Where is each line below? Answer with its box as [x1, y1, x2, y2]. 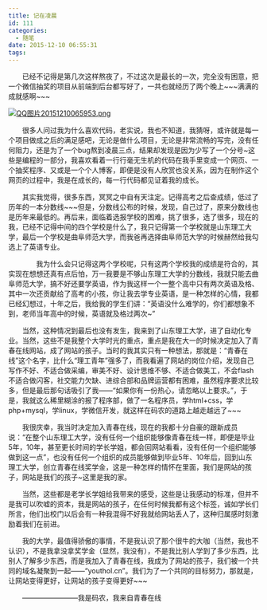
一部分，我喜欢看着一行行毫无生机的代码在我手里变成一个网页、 [42, 155, 252, 164]
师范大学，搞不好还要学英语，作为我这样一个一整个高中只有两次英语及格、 [14, 279, 259, 288]
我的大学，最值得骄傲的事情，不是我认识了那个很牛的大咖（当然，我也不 [22, 536, 259, 545]
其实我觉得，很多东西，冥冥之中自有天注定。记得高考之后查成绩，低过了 [22, 192, 259, 202]
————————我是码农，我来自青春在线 [22, 593, 161, 602]
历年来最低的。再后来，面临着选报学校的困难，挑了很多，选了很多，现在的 [14, 212, 259, 222]
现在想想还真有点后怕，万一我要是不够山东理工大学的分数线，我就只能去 [14, 269, 252, 278]
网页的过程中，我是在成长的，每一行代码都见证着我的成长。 [8, 175, 203, 184]
